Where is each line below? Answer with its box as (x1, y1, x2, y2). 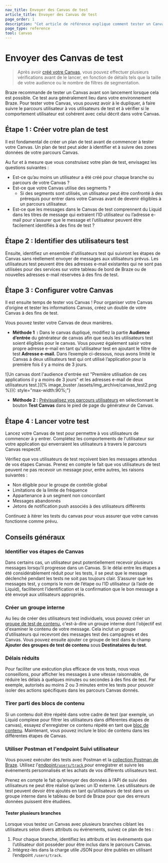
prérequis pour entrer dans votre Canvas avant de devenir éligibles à (19, 196, 161, 202)
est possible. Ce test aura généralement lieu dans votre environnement (5, 94, 151, 101)
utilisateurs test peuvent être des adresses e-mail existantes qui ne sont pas (5, 261, 162, 267)
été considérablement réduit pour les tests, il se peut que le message (5, 570, 147, 576)
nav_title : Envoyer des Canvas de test (5, 7, 88, 13)
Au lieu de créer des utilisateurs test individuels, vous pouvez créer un (5, 615, 150, 621)
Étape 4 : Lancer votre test (5, 417, 89, 425)
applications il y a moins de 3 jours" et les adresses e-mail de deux (5, 376, 143, 382)
